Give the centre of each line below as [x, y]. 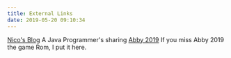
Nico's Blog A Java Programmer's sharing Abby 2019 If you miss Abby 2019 [116, 39]
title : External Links [40, 13]
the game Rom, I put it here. [47, 47]
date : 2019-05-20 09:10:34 [46, 20]
